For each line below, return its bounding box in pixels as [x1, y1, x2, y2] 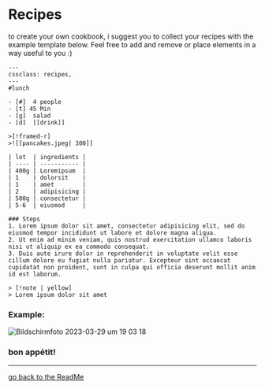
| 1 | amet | [8, 180, 87, 188]
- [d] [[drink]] [8, 118, 65, 127]
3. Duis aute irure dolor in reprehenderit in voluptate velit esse [8, 250, 238, 257]
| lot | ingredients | [8, 153, 87, 161]
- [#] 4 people [8, 98, 62, 106]
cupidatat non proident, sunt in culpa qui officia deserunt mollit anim [8, 263, 256, 271]
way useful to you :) [8, 48, 73, 57]
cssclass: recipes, [8, 70, 73, 78]
